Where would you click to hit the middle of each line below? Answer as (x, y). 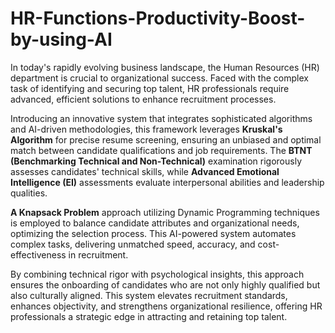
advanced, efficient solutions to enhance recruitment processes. (143, 99)
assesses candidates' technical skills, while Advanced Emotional (145, 171)
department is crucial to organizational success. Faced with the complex (159, 78)
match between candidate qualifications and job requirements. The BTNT (161, 150)
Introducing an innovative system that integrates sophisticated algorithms (161, 118)
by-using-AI (61, 39)
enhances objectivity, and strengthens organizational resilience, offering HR (166, 306)
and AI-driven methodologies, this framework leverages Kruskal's (146, 129)
